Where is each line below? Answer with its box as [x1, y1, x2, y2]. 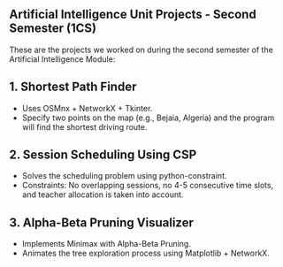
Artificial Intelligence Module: [9, 53, 116, 65]
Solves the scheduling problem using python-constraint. [21, 171, 227, 181]
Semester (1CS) [9, 21, 97, 36]
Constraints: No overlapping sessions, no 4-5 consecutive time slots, [21, 180, 274, 191]
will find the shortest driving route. [21, 121, 148, 132]
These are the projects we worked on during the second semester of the [9, 44, 274, 55]
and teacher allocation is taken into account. [21, 189, 184, 200]
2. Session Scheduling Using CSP [9, 148, 197, 163]
